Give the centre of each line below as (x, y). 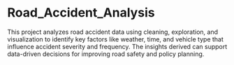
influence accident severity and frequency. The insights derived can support (117, 46)
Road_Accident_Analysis (81, 13)
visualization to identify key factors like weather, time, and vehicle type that (115, 39)
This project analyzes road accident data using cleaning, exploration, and (113, 32)
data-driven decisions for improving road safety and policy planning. (106, 54)
